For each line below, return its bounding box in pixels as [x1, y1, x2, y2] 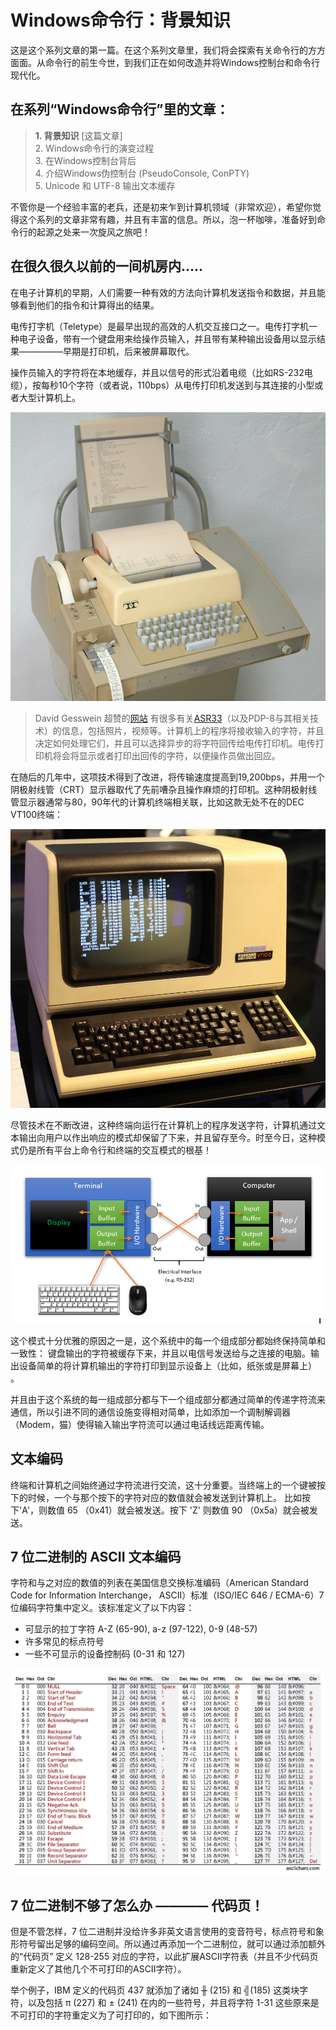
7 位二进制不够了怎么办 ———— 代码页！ [10, 1897, 265, 1914]
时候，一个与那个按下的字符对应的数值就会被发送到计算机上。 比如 [27, 1491, 302, 1503]
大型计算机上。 [18, 391, 81, 403]
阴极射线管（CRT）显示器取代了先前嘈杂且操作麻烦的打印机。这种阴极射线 [10, 783, 318, 795]
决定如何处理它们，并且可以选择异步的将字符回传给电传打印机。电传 [34, 737, 316, 749]
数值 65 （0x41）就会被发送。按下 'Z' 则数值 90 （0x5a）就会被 [46, 1504, 310, 1516]
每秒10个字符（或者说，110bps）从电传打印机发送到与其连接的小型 [40, 379, 315, 391]
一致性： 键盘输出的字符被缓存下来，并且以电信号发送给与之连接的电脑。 [10, 1347, 311, 1359]
